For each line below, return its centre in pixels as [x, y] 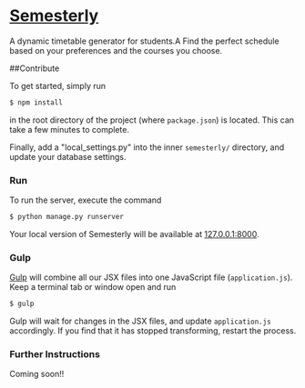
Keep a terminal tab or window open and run [93, 287]
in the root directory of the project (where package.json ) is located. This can [152, 120]
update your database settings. [68, 156]
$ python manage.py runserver [67, 217]
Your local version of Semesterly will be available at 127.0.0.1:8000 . [134, 234]
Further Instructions [55, 354]
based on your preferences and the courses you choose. [116, 50]
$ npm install [36, 102]
